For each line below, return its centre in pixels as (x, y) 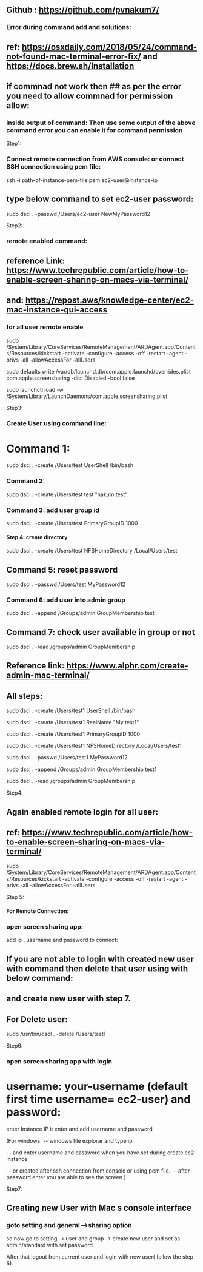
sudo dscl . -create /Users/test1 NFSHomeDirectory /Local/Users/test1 (94, 746)
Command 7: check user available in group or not (101, 632)
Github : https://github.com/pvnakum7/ (83, 10)
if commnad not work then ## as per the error (94, 86)
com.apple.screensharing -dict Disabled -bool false (71, 378)
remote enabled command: (47, 241)
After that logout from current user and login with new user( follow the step (100, 1257)
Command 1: (38, 449)
